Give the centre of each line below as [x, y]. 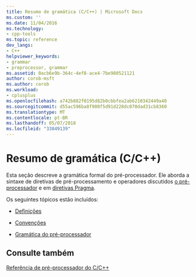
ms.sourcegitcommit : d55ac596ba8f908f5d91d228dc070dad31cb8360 [87, 106]
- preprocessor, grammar [37, 67]
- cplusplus [21, 95]
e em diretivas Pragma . [67, 188]
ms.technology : [25, 28]
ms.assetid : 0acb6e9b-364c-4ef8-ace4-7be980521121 [71, 73]
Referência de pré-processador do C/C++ [58, 267]
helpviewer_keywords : [33, 56]
